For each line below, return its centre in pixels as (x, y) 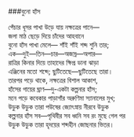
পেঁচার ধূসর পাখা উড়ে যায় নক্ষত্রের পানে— (54, 27)
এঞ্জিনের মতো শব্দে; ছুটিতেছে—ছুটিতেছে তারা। (61, 71)
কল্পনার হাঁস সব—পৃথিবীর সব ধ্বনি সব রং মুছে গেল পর (67, 116)
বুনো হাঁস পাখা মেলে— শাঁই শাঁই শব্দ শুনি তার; (59, 45)
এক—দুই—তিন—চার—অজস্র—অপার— (55, 54)
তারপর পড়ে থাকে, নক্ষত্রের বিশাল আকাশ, (53, 80)
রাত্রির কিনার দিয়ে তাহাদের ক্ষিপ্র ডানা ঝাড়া (54, 63)
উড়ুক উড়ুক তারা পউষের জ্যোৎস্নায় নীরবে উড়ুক (58, 107)
